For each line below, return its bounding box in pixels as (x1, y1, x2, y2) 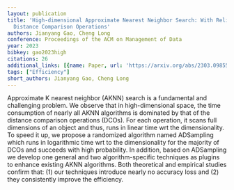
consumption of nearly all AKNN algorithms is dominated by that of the (7, 109, 210, 117)
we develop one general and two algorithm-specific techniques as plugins (7, 153, 220, 161)
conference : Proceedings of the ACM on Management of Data (7, 36, 182, 43)
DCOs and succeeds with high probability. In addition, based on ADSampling (7, 145, 227, 154)
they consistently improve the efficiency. (7, 175, 124, 184)
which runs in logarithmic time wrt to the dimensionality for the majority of (7, 138, 219, 147)
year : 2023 (7, 42, 39, 49)
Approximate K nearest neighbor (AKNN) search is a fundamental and (7, 94, 208, 102)
